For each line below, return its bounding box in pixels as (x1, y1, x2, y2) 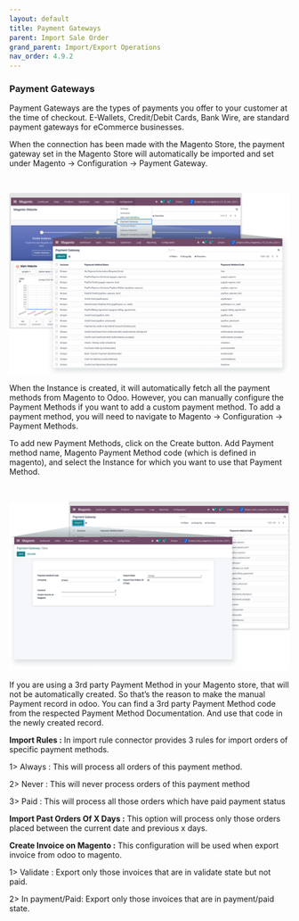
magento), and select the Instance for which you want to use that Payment (9, 456, 282, 468)
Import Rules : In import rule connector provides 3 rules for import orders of (9, 734, 288, 745)
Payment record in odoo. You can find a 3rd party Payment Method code (9, 698, 276, 709)
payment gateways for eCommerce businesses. (9, 121, 184, 133)
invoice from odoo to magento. (9, 849, 123, 860)
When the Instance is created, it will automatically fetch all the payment (9, 382, 271, 393)
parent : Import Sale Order (9, 33, 109, 42)
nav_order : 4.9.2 (9, 52, 74, 62)
